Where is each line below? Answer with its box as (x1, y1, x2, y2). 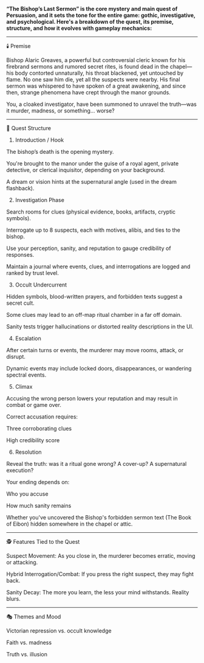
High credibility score (6, 437, 60, 443)
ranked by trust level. (6, 269, 59, 276)
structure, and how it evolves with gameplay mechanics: (6, 24, 152, 32)
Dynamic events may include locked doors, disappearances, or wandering (6, 365, 192, 372)
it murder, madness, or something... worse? (6, 107, 115, 114)
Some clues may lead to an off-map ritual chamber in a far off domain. (6, 311, 182, 318)
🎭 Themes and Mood (6, 613, 61, 620)
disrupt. (6, 353, 26, 360)
